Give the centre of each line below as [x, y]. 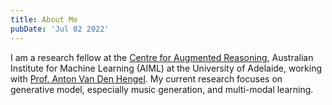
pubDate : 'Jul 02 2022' [60, 29]
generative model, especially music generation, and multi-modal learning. [162, 89]
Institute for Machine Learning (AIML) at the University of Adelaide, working [166, 68]
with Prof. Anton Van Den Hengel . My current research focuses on [146, 78]
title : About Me [44, 19]
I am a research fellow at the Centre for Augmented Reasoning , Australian [162, 57]
